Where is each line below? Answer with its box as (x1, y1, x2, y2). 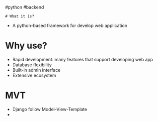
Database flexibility (12, 62, 52, 68)
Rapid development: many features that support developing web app (12, 56, 153, 62)
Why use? (5, 40, 47, 51)
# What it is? (5, 14, 35, 19)
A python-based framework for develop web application (12, 22, 128, 28)
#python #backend (5, 4, 44, 10)
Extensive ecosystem (12, 72, 56, 78)
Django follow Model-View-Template (12, 106, 87, 112)
